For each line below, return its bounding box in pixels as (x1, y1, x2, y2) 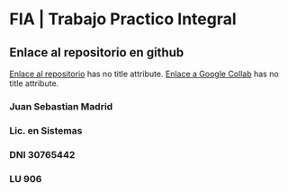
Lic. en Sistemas (9, 124, 83, 136)
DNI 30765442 (9, 148, 76, 161)
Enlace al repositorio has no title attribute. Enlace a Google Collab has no (9, 68, 279, 79)
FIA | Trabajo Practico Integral (9, 9, 237, 30)
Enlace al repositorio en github (9, 45, 184, 60)
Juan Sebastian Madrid (9, 100, 113, 112)
